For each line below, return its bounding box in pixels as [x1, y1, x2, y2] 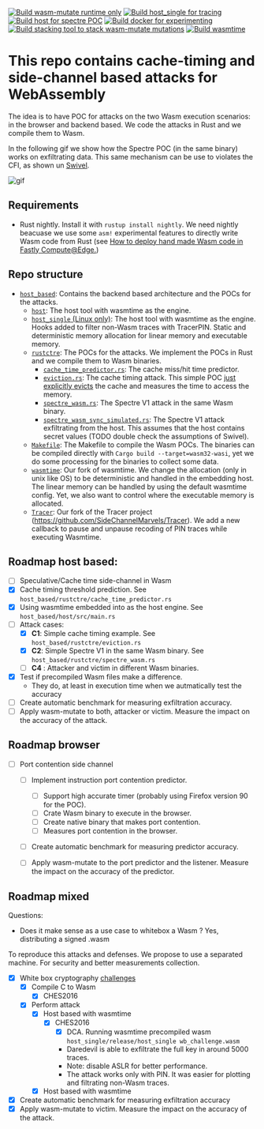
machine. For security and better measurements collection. [8, 958, 200, 968]
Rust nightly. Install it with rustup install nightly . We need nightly [19, 220, 239, 229]
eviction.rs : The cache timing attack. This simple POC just [43, 372, 236, 382]
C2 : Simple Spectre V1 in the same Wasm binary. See [31, 645, 204, 655]
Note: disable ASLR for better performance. [66, 1061, 208, 1071]
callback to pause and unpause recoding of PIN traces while [31, 524, 228, 533]
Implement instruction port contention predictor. [31, 775, 188, 785]
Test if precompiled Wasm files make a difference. [19, 672, 183, 681]
